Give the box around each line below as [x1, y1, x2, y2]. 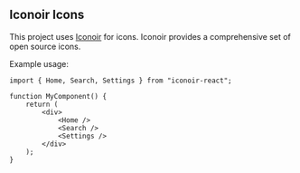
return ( [25, 100, 59, 109]
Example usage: [9, 58, 70, 69]
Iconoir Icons [9, 7, 85, 23]
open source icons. [9, 41, 81, 52]
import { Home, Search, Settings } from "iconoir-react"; [9, 76, 232, 85]
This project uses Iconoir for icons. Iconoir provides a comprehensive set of [9, 31, 292, 42]
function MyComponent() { [9, 91, 107, 101]
